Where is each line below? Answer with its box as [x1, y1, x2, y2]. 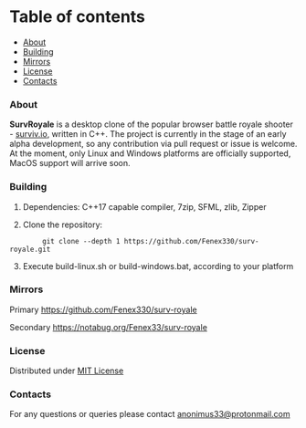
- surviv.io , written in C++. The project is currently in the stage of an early [9, 129, 287, 140]
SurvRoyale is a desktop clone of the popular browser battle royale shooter [9, 119, 294, 130]
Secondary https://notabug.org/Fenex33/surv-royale [9, 321, 208, 332]
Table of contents [9, 6, 146, 27]
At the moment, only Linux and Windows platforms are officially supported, [9, 148, 291, 159]
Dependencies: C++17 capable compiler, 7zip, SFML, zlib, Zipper [22, 201, 267, 212]
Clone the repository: [22, 219, 103, 230]
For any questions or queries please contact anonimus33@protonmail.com [9, 409, 290, 420]
